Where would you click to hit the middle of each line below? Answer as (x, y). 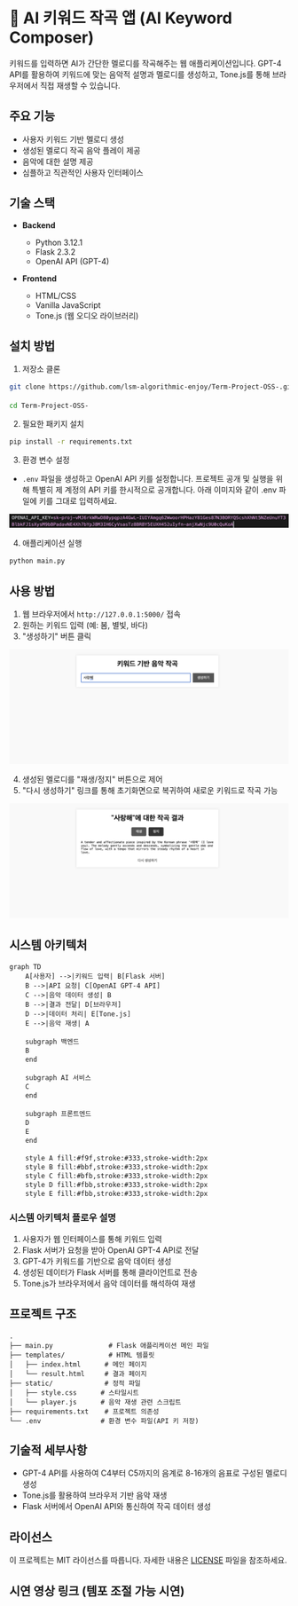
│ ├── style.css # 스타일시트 (74, 1393)
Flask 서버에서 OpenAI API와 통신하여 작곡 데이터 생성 (116, 1507)
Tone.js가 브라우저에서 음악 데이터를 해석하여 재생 (109, 1283)
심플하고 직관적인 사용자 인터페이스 (82, 172)
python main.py (37, 561)
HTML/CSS (56, 295)
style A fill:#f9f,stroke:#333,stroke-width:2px (117, 1159)
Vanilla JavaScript (68, 305)
